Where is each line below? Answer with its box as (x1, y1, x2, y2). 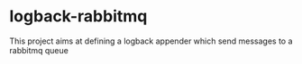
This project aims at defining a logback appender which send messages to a (9, 36, 293, 46)
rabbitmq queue (9, 44, 69, 55)
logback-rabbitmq (9, 6, 148, 27)
